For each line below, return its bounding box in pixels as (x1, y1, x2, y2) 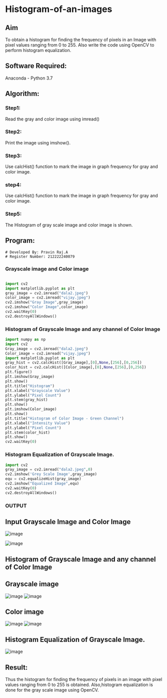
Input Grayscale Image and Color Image (5, 517, 131, 526)
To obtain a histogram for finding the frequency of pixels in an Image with (5, 36, 156, 42)
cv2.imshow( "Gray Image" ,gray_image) (5, 300, 84, 305)
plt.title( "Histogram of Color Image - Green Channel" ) (5, 416, 124, 421)
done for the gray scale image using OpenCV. (5, 687, 99, 693)
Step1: (5, 104, 21, 111)
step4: (5, 181, 21, 188)
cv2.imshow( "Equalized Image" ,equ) (5, 481, 79, 486)
